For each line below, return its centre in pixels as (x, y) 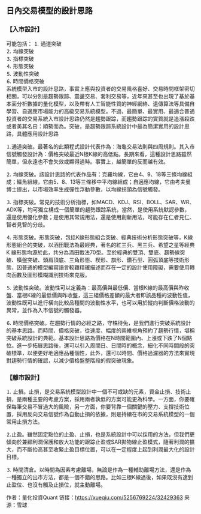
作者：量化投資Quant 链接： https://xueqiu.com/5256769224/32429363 (95, 497)
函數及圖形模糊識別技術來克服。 (51, 274)
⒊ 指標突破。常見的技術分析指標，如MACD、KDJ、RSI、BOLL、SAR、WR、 (100, 202)
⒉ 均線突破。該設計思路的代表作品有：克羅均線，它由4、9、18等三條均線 (97, 174)
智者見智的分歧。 (27, 225)
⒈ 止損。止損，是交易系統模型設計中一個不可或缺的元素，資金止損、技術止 (99, 392)
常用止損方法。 (25, 422)
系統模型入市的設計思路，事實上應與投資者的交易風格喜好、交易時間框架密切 (100, 88)
